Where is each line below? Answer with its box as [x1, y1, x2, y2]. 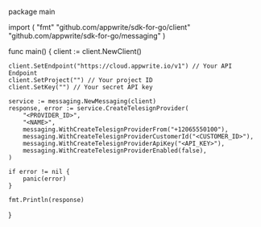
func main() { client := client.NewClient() [8, 47, 143, 56]
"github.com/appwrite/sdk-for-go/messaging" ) [8, 31, 166, 40]
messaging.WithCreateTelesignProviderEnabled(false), [23, 147, 207, 155]
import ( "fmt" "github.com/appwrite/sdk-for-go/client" [8, 23, 191, 31]
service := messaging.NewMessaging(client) [8, 97, 157, 105]
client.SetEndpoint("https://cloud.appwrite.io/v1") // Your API [8, 62, 232, 70]
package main [8, 7, 56, 16]
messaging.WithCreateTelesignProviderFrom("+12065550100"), [23, 126, 229, 134]
